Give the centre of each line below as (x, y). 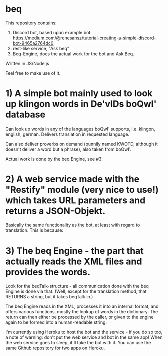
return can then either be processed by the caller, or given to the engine (79, 317)
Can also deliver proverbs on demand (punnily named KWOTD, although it (81, 144)
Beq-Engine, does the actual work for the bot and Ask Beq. (73, 54)
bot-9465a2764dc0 (33, 43)
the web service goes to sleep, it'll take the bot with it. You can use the (78, 342)
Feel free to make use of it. (33, 73)
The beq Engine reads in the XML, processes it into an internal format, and (82, 306)
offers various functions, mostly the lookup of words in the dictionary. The (82, 311)
